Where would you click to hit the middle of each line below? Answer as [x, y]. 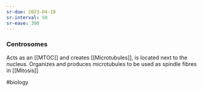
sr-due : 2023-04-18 [31, 12]
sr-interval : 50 [27, 18]
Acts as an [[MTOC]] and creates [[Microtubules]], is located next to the [97, 57]
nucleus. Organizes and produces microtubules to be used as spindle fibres [102, 64]
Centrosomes [27, 44]
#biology [17, 82]
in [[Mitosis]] [22, 70]
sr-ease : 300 [23, 23]
